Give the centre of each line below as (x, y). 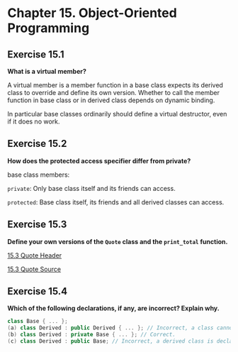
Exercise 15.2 (37, 144)
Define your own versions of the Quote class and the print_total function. (118, 241)
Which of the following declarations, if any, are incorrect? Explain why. (113, 308)
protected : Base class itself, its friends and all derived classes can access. (116, 202)
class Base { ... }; (38, 321)
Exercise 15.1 (36, 54)
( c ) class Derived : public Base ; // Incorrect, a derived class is (110, 341)
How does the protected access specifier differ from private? (99, 160)
